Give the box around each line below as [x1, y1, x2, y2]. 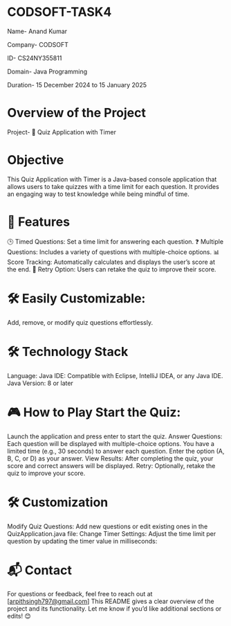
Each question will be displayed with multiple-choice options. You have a [7, 439, 214, 447]
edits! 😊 [7, 612, 31, 620]
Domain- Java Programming [7, 67, 88, 75]
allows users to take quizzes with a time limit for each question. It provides [7, 182, 219, 190]
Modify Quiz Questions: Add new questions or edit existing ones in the [7, 522, 208, 530]
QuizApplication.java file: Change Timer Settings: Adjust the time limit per [7, 529, 216, 537]
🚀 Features [7, 214, 71, 229]
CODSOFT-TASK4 [7, 4, 112, 20]
